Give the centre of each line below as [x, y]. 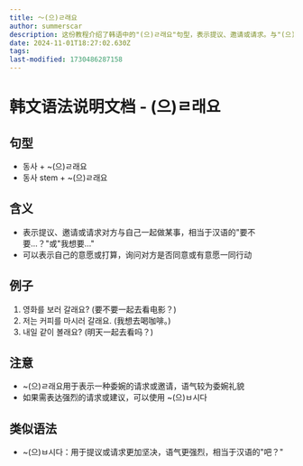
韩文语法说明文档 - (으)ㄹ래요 [115, 107]
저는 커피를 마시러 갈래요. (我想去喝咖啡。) [96, 320]
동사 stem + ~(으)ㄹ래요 [65, 178]
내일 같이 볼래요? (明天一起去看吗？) [88, 332]
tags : [19, 51]
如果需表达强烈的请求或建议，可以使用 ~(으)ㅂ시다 [115, 397]
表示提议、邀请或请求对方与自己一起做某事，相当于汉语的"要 [135, 232]
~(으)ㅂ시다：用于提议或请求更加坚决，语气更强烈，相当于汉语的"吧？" [153, 452]
